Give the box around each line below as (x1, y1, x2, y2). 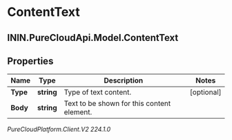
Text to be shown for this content (64, 98, 171, 108)
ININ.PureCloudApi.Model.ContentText (7, 32, 179, 44)
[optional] (189, 87, 222, 97)
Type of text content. (64, 87, 132, 97)
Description (104, 76, 144, 85)
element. (64, 107, 93, 117)
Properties (7, 55, 54, 67)
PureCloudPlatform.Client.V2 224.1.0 (7, 125, 111, 134)
